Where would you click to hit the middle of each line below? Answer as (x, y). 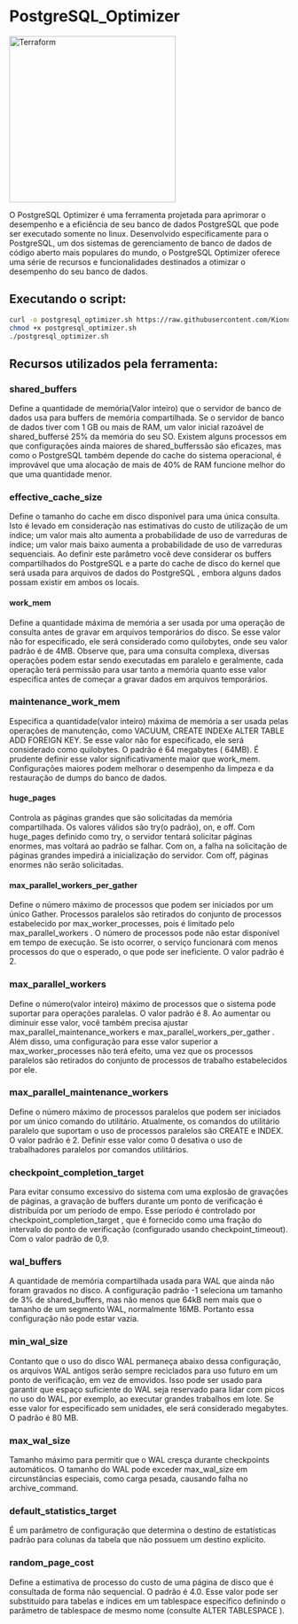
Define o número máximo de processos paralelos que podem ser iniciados (145, 1112)
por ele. (23, 1069)
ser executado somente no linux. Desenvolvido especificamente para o (139, 233)
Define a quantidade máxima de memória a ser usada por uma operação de (147, 622)
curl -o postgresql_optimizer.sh (71, 320)
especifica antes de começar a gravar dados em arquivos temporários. (139, 679)
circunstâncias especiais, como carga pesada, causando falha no (129, 1479)
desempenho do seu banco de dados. (78, 271)
